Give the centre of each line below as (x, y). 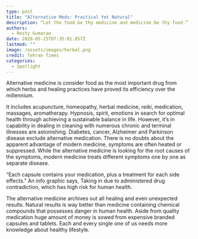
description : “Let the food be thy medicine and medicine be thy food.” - (100, 22)
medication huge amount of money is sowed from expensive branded (90, 217)
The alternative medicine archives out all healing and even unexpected (92, 198)
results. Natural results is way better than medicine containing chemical (93, 205)
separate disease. (28, 163)
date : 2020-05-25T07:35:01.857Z (46, 39)
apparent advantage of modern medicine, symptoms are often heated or (94, 144)
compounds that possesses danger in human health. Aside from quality (93, 211)
